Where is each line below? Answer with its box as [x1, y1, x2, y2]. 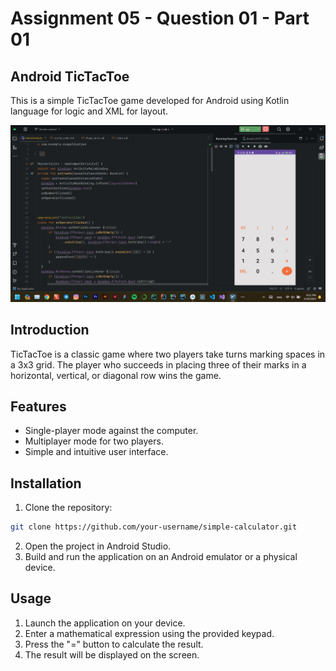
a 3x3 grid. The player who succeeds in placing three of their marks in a [10, 358, 307, 371]
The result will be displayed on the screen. [24, 648, 200, 661]
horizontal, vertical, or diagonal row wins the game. [10, 369, 222, 381]
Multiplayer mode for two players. [24, 435, 164, 447]
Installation [10, 475, 82, 492]
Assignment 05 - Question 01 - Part [10, 7, 310, 30]
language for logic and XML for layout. [10, 105, 168, 117]
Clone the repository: [24, 502, 113, 514]
